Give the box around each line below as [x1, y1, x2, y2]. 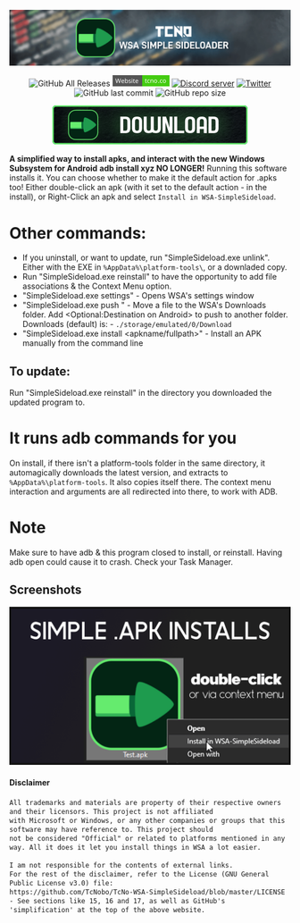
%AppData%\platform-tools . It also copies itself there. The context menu [9, 477, 271, 488]
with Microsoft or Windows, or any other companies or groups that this [9, 816, 286, 825]
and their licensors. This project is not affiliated [9, 807, 214, 816]
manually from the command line [21, 338, 144, 348]
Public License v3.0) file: [9, 878, 114, 887]
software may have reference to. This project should [9, 825, 214, 834]
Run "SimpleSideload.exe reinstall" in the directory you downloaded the [9, 388, 272, 399]
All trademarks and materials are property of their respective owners [9, 798, 281, 807]
